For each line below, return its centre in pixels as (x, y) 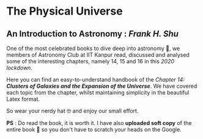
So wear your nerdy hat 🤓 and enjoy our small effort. (72, 111)
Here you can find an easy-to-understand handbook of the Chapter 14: (95, 80)
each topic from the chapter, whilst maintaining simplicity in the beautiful (98, 92)
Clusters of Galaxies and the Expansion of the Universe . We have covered (102, 86)
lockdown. (19, 68)
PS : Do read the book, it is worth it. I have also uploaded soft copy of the (99, 123)
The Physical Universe (65, 11)
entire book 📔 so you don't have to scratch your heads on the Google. (94, 130)
